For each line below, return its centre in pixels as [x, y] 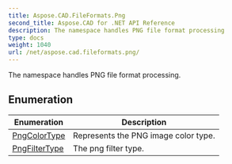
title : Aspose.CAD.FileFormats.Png [67, 15]
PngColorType [39, 135]
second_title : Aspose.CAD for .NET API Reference [92, 23]
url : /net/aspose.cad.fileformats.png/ [74, 52]
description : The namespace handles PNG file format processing [116, 30]
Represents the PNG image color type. [144, 135]
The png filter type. [108, 148]
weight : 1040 [30, 45]
